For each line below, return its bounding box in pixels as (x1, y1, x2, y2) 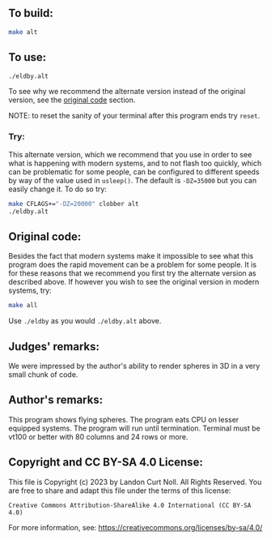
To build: (8, 6, 54, 20)
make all (8, 302, 38, 310)
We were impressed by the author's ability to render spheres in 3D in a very (8, 361, 260, 371)
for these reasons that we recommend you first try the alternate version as (8, 268, 256, 278)
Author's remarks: (8, 393, 104, 407)
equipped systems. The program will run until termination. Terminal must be (8, 423, 260, 433)
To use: (8, 50, 47, 64)
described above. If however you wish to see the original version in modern (8, 277, 260, 287)
